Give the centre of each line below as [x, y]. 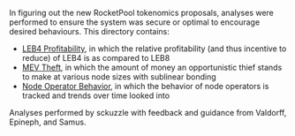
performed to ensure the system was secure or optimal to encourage [135, 22]
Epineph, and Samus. [48, 122]
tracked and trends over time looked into [96, 95]
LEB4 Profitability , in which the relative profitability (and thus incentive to [154, 49]
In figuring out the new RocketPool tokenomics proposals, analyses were [141, 13]
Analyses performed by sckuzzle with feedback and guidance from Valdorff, [148, 113]
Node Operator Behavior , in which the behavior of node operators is [145, 86]
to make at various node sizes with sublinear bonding [119, 77]
